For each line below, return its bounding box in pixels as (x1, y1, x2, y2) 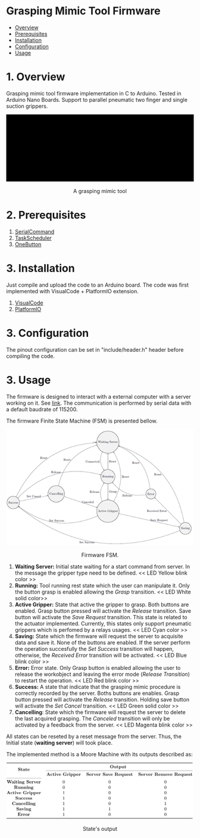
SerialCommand (14, 228, 55, 235)
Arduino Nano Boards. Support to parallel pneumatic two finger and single (6, 96, 187, 103)
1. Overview (6, 70, 65, 84)
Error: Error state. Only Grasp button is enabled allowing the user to (14, 664, 181, 671)
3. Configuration (6, 327, 89, 340)
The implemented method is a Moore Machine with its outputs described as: (6, 750, 193, 758)
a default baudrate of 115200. (6, 405, 78, 412)
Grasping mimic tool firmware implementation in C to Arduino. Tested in (6, 89, 182, 97)
